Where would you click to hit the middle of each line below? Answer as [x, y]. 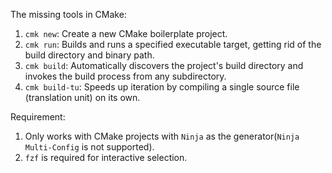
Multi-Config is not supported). [89, 147]
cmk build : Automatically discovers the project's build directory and [164, 65]
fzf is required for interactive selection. [106, 157]
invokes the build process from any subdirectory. [125, 76]
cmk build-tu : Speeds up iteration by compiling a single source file [162, 87]
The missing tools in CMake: [68, 14]
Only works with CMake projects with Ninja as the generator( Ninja [162, 136]
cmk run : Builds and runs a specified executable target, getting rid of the [173, 44]
